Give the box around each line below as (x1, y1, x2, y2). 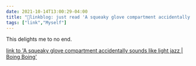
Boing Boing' (6, 54, 37, 61)
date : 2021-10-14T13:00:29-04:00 (6, 8, 88, 15)
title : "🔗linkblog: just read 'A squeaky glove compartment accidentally (6, 14, 191, 20)
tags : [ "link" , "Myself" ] (6, 19, 67, 25)
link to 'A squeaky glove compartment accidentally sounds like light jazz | (6, 47, 183, 54)
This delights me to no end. (6, 36, 72, 43)
